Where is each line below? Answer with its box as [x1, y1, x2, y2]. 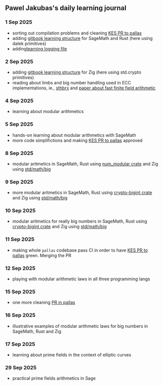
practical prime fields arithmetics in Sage [12, 375, 96, 382]
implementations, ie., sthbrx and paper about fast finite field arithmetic [12, 85, 156, 91]
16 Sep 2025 [5, 312, 36, 319]
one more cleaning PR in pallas [12, 300, 76, 306]
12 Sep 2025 [5, 265, 36, 271]
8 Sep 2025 [5, 150, 34, 156]
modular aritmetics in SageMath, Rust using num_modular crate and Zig [12, 160, 159, 167]
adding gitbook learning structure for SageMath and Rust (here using [12, 35, 153, 41]
